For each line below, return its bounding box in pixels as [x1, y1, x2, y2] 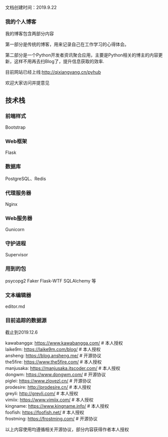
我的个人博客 [5, 18, 37, 25]
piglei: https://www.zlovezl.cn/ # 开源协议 [5, 378, 92, 384]
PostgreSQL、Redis [5, 176, 46, 182]
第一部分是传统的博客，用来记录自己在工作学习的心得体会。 [5, 41, 129, 47]
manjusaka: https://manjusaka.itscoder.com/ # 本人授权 [5, 365, 121, 371]
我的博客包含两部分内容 [5, 31, 54, 37]
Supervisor [5, 252, 28, 258]
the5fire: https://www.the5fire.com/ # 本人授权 [5, 359, 102, 365]
